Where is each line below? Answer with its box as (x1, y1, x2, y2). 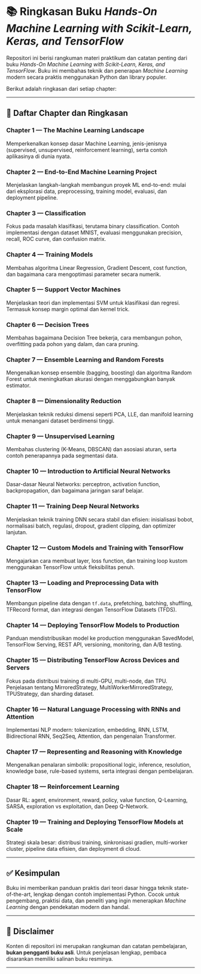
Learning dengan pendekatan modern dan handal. (6, 903, 130, 910)
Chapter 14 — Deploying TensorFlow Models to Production (6, 621, 179, 630)
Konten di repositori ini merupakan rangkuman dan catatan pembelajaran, (6, 942, 187, 949)
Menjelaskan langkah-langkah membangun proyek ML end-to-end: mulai (6, 181, 187, 188)
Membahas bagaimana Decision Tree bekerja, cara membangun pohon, (6, 334, 182, 341)
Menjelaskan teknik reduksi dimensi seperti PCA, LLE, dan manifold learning (6, 410, 193, 418)
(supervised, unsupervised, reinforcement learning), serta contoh (6, 146, 167, 153)
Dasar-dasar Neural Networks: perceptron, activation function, (6, 481, 160, 488)
